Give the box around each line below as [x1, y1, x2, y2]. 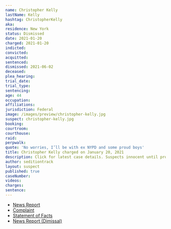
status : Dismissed [5, 31, 44, 36]
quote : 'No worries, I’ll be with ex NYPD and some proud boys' [5, 145, 145, 150]
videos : [5, 178, 22, 184]
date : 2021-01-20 [5, 36, 42, 41]
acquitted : [5, 55, 28, 60]
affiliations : [5, 103, 36, 108]
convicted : [5, 50, 28, 55]
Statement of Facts [12, 212, 53, 218]
